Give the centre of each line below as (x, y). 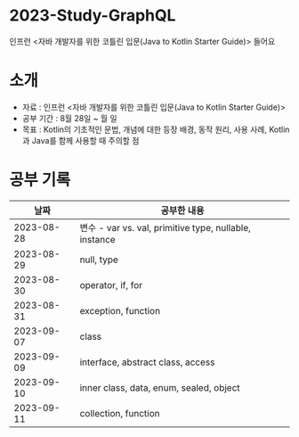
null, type (99, 260)
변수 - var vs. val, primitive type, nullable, (166, 227)
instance (97, 239)
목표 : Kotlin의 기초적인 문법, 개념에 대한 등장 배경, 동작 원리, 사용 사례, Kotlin (156, 129)
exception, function (120, 310)
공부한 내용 (182, 210)
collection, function (120, 413)
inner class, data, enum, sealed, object (160, 387)
